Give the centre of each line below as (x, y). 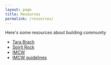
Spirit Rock (23, 47)
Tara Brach (23, 42)
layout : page (18, 10)
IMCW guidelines (29, 58)
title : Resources (23, 14)
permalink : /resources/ (29, 19)
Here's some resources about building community (56, 33)
